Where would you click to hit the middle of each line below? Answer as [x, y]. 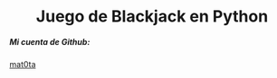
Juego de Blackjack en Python [152, 17]
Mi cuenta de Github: [50, 41]
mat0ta [23, 65]
